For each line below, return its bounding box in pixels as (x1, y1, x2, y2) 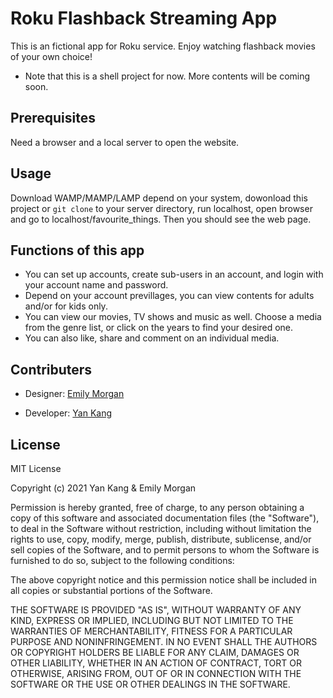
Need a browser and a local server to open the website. (10, 136, 240, 148)
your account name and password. (24, 279, 169, 291)
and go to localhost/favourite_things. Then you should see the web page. (10, 213, 312, 225)
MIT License (10, 463, 62, 474)
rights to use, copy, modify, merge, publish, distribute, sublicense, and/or (10, 533, 312, 545)
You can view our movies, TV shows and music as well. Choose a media (24, 311, 322, 323)
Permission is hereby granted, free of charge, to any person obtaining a (10, 502, 305, 513)
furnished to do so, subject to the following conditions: (10, 555, 235, 566)
